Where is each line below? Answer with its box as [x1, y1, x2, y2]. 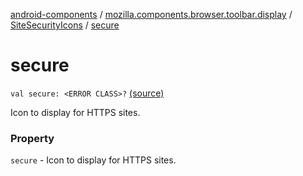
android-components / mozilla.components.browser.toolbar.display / [10, 9, 293, 20]
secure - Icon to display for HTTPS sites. [10, 154, 177, 166]
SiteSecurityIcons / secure [10, 19, 120, 31]
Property [10, 131, 55, 145]
